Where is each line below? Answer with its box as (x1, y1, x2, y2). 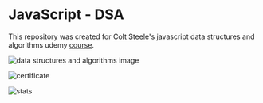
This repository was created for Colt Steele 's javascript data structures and (8, 32, 255, 41)
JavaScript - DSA (8, 6, 125, 24)
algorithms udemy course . (8, 40, 94, 49)
